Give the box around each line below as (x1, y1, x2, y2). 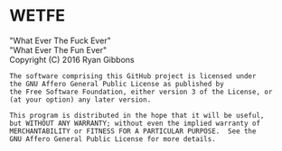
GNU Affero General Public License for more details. (9, 134, 217, 144)
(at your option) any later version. (9, 95, 152, 104)
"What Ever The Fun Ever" (9, 44, 108, 55)
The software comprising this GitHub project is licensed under (9, 71, 257, 81)
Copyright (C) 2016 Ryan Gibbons (9, 54, 135, 65)
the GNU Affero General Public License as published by (9, 79, 224, 88)
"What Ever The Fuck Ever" (9, 35, 111, 46)
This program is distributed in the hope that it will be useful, (9, 111, 265, 120)
